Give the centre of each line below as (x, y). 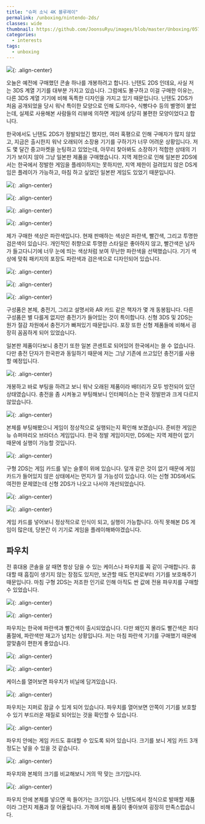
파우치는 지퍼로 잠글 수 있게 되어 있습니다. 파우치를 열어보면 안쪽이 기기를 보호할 (102, 707)
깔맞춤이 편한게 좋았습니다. (38, 643)
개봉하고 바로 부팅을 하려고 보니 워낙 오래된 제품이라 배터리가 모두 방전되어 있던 (101, 386)
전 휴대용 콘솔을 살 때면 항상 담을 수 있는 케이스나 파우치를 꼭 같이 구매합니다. (98, 566)
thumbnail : (20, 29)
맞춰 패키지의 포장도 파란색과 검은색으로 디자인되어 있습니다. (89, 258)
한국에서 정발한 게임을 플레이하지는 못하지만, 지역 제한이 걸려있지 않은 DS (105, 164)
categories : (21, 35)
